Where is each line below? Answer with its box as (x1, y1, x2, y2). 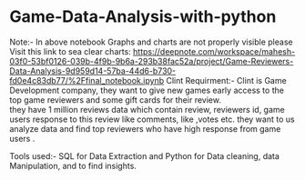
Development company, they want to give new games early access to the (9, 85, 285, 95)
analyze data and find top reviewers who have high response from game (9, 123, 281, 134)
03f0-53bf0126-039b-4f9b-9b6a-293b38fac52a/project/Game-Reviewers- (9, 55, 294, 66)
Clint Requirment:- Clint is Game (166, 75, 287, 85)
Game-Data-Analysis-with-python (9, 6, 277, 27)
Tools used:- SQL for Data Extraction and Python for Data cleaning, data (9, 150, 280, 161)
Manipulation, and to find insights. (9, 160, 137, 171)
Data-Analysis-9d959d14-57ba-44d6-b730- (9, 65, 177, 76)
